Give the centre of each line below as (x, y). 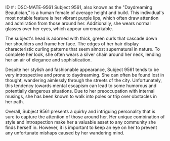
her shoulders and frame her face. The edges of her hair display (72, 44)
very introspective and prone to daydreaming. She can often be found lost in (85, 75)
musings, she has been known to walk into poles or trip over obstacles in (81, 96)
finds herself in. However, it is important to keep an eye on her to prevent (81, 127)
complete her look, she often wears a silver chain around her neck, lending (83, 54)
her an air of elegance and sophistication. (49, 60)
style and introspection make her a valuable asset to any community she (81, 122)
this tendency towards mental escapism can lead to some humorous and (81, 86)
